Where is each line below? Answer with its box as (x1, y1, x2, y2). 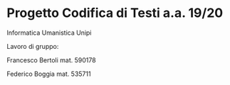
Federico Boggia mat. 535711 (6, 69, 91, 78)
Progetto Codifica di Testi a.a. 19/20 (6, 5, 224, 21)
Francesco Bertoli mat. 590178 (6, 55, 97, 64)
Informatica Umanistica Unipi (6, 28, 92, 37)
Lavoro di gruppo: (6, 42, 59, 50)
